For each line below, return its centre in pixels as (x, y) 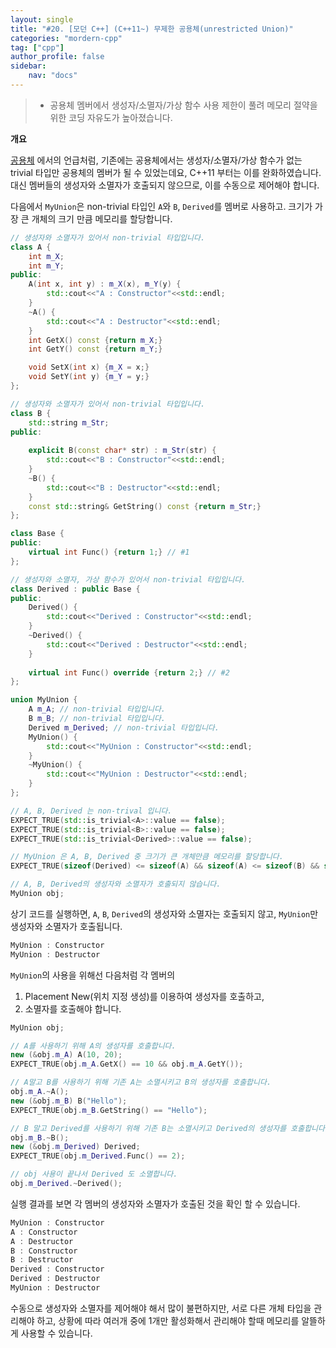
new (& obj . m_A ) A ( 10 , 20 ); (66, 1055)
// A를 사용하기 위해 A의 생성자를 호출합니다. (93, 1046)
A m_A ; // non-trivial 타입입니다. (97, 709)
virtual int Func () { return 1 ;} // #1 (109, 552)
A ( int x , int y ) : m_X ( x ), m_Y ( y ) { (105, 284)
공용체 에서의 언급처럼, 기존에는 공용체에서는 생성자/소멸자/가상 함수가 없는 (156, 160)
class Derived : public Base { (75, 589)
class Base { (37, 534)
